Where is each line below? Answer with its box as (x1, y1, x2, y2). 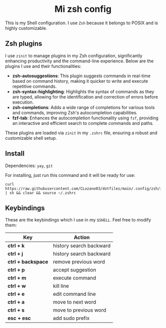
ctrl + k (7, 242, 25, 249)
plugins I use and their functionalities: (5, 63, 82, 69)
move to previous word (52, 307, 106, 314)
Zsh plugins (5, 40, 42, 48)
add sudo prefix (52, 315, 90, 322)
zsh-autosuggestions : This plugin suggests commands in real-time (12, 73, 151, 79)
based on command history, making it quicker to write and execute (12, 78, 148, 84)
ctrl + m (7, 274, 26, 281)
